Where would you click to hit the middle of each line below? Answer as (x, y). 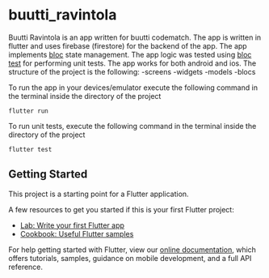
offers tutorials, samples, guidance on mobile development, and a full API (130, 258)
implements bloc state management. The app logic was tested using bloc (130, 54)
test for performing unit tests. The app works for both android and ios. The (132, 63)
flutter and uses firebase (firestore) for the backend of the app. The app (128, 45)
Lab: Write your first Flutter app (72, 225)
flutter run (28, 111)
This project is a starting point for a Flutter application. (99, 194)
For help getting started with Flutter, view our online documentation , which (132, 250)
